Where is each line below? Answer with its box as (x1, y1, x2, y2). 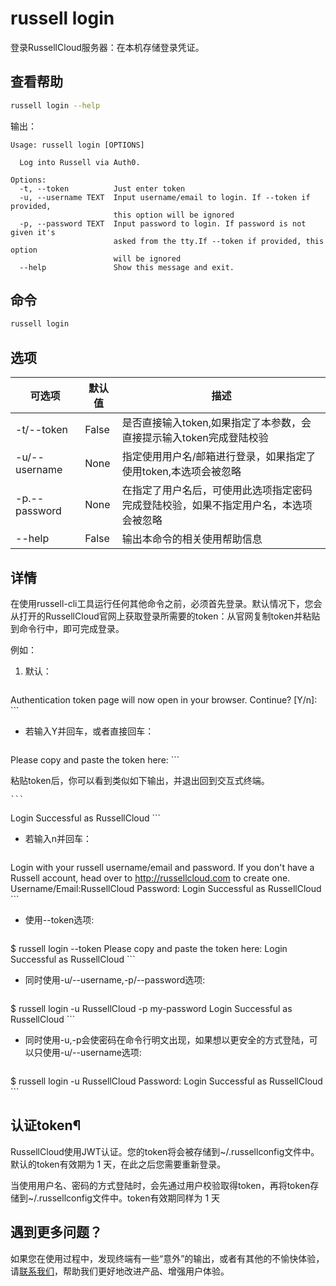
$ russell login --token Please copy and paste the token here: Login (10, 942, 288, 954)
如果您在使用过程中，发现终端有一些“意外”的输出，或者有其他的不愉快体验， (10, 1252, 325, 1264)
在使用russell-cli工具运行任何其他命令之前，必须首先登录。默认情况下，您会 (10, 597, 323, 609)
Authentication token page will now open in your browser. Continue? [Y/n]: (10, 693, 318, 706)
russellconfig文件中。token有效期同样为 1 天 (38, 1192, 221, 1204)
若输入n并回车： (24, 832, 93, 844)
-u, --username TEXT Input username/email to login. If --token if (19, 192, 311, 202)
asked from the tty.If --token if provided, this (113, 236, 325, 246)
